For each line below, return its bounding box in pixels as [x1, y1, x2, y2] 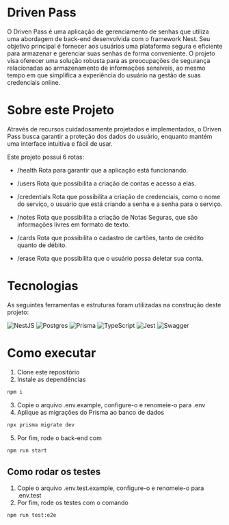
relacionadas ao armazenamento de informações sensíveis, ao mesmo [7, 64, 206, 72]
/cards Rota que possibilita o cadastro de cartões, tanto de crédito [16, 233, 204, 242]
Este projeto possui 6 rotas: [7, 153, 85, 161]
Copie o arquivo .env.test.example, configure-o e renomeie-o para [16, 484, 204, 492]
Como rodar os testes [7, 465, 101, 477]
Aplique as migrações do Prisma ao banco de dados [16, 408, 165, 416]
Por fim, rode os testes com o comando [16, 498, 129, 507]
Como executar [7, 346, 96, 361]
